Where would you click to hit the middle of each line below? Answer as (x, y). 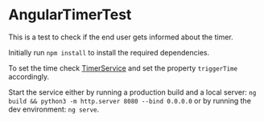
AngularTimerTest (70, 15)
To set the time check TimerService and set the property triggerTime (123, 68)
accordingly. (29, 76)
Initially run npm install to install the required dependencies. (109, 52)
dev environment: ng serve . (54, 109)
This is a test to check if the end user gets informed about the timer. (121, 37)
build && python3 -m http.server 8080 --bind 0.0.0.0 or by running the (130, 100)
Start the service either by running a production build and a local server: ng (132, 92)
